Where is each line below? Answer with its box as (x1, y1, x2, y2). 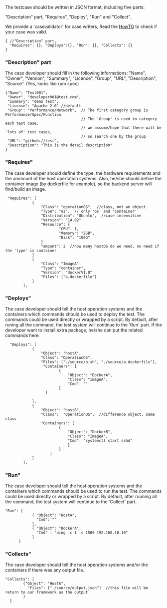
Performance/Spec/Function (5, 112, 61, 117)
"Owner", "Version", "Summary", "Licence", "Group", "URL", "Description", (5, 75, 157, 81)
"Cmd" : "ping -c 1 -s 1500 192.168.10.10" (36, 530, 128, 536)
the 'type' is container (5, 248, 57, 253)
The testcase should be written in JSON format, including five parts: (5, 4, 145, 10)
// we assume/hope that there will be (81, 125, 162, 130)
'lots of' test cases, (5, 130, 52, 135)
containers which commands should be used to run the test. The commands (5, 488, 162, 494)
